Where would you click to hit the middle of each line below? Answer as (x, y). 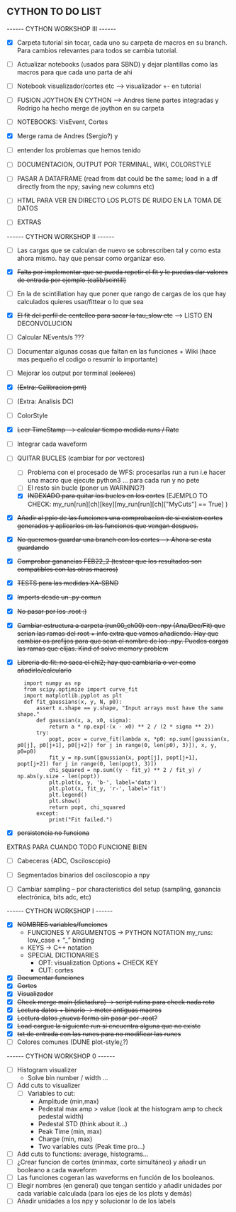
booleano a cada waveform (57, 1170)
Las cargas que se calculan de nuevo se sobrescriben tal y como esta (119, 250)
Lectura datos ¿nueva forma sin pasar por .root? (87, 1018)
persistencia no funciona (53, 833)
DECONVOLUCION (44, 323)
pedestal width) (61, 1116)
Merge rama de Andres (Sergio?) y (67, 136)
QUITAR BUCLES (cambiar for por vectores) (81, 458)
